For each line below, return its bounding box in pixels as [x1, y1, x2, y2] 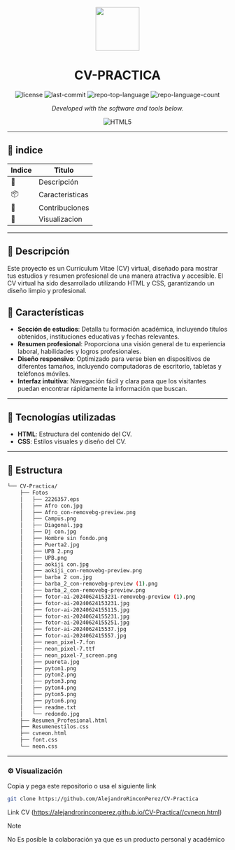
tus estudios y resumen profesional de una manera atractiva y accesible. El [7, 271, 224, 280]
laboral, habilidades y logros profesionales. [17, 347, 142, 356]
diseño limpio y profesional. [7, 286, 87, 295]
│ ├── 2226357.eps [20, 495, 80, 503]
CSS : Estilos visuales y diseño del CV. [17, 437, 127, 446]
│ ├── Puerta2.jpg [20, 541, 80, 548]
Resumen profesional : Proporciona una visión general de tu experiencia [17, 340, 226, 348]
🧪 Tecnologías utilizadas [7, 411, 116, 423]
